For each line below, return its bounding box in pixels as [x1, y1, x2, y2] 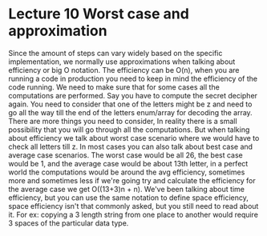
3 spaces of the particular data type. [8, 218, 129, 228]
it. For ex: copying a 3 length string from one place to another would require [8, 210, 259, 219]
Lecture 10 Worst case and [8, 5, 190, 23]
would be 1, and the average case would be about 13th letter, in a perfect [8, 158, 249, 168]
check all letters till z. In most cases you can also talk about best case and [8, 142, 253, 151]
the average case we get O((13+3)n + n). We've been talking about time [8, 184, 245, 194]
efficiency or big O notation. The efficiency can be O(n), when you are [8, 65, 240, 74]
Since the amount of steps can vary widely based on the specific [8, 48, 223, 58]
